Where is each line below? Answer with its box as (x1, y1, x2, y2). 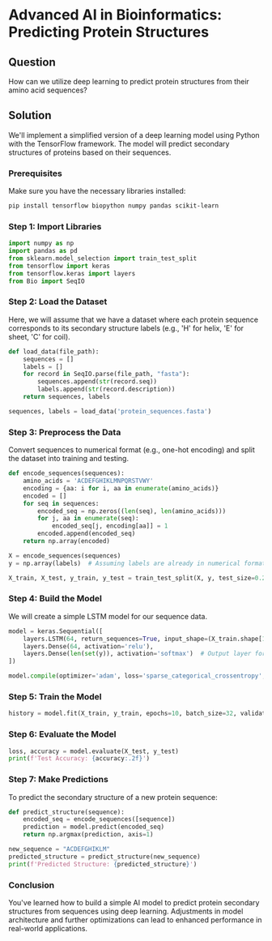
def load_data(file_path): (8, 347, 100, 356)
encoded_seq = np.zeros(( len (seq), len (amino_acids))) (37, 507, 227, 515)
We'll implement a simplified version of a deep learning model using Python (8, 130, 261, 139)
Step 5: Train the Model (8, 691, 103, 702)
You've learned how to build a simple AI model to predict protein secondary (8, 897, 260, 907)
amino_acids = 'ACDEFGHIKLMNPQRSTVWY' (23, 477, 154, 485)
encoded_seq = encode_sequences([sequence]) (23, 815, 176, 823)
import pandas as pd (8, 247, 79, 255)
